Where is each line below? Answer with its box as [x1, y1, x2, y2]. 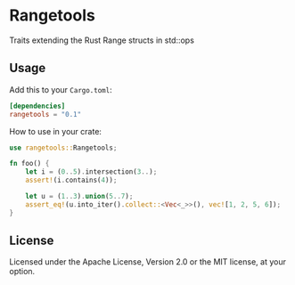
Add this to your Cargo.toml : [9, 84, 113, 94]
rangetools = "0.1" [9, 110, 82, 118]
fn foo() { [9, 159, 50, 168]
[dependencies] [9, 102, 66, 110]
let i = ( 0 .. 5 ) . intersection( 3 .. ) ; [25, 167, 158, 176]
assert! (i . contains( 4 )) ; [25, 175, 118, 185]
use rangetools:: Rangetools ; [9, 143, 118, 152]
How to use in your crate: [9, 126, 102, 136]
